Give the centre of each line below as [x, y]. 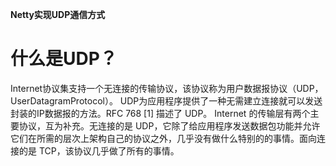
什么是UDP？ [64, 59]
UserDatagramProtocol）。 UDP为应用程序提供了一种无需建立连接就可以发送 [166, 100]
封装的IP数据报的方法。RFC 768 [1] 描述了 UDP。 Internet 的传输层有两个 [160, 113]
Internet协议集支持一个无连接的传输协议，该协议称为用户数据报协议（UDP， [167, 88]
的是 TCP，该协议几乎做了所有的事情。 [99, 150]
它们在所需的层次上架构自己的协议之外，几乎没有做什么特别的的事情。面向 [163, 138]
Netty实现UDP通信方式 [58, 14]
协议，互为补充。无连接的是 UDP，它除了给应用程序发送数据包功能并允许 [169, 125]
